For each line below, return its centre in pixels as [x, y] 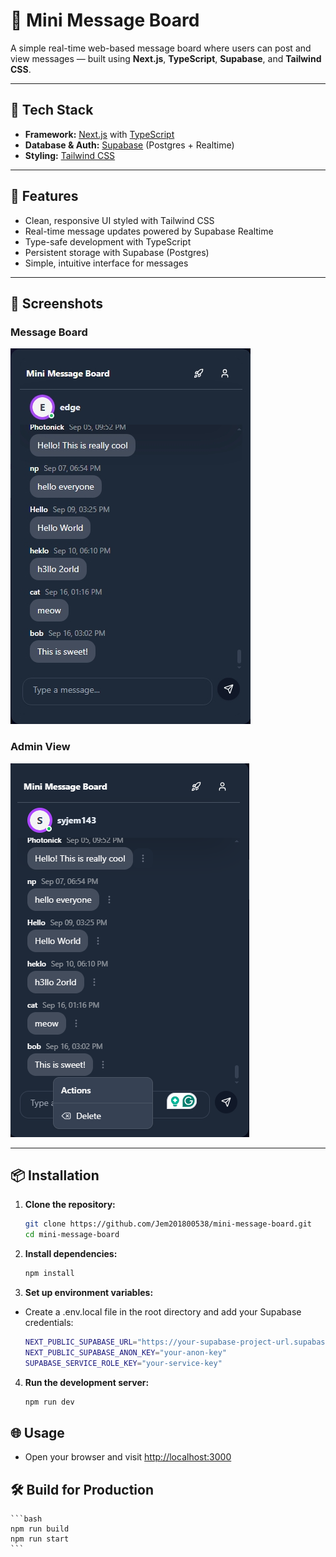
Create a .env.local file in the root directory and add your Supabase [163, 1311]
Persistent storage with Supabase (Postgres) [117, 252]
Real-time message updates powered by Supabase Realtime [149, 231]
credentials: [49, 1322]
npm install [49, 1274]
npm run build [40, 1529]
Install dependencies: [71, 1254]
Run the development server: [87, 1382]
